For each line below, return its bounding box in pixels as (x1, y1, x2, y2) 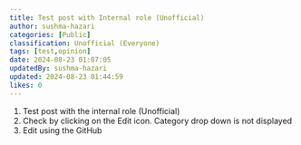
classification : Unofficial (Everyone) (9, 38, 160, 48)
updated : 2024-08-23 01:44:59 (9, 72, 124, 82)
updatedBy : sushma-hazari (9, 64, 107, 73)
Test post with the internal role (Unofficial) (22, 105, 180, 116)
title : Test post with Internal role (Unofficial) (9, 13, 205, 23)
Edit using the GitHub (22, 124, 102, 136)
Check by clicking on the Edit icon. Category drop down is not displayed (22, 115, 293, 126)
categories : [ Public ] (9, 30, 92, 39)
